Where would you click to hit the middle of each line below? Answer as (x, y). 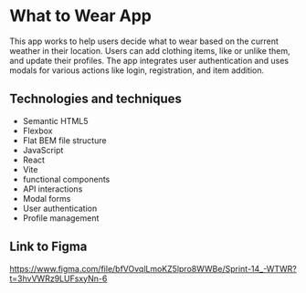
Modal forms (47, 198)
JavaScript (43, 150)
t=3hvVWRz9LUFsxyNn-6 (58, 278)
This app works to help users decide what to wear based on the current (144, 41)
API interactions (53, 189)
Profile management (61, 218)
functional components (66, 179)
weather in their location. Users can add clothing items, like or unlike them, (150, 50)
